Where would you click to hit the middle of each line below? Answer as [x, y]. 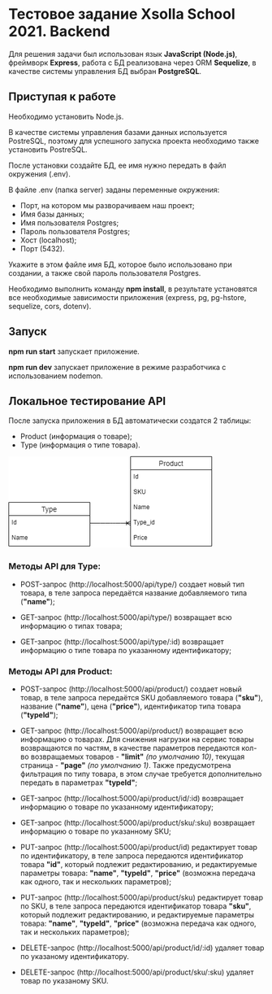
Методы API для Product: [60, 671]
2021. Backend [59, 31]
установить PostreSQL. [48, 149]
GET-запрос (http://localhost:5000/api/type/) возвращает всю [126, 617]
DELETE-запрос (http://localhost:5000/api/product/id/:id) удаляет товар [142, 948]
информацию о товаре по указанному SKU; [96, 831]
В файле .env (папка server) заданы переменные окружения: [114, 190]
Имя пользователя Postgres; [69, 222]
